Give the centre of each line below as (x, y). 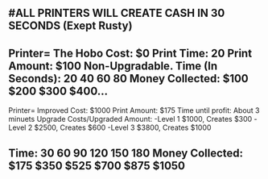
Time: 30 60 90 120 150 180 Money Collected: (126, 153)
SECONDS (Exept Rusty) (70, 26)
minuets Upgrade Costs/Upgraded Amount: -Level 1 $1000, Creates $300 (130, 119)
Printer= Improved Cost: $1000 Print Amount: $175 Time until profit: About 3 (134, 110)
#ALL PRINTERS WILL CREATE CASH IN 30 (117, 13)
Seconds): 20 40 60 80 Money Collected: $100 (129, 79)
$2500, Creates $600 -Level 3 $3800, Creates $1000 (123, 127)
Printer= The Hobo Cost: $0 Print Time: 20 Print (130, 53)
